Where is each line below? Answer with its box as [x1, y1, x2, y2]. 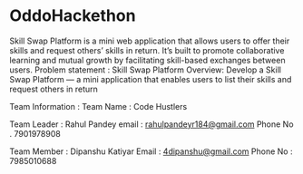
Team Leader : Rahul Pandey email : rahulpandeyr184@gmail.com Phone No [9, 119, 294, 130]
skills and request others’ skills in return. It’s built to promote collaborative [9, 44, 285, 55]
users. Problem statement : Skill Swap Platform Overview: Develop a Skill [9, 64, 281, 75]
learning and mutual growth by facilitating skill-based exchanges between [9, 54, 286, 65]
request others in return [9, 83, 98, 94]
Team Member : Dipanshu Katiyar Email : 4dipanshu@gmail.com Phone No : [9, 146, 293, 157]
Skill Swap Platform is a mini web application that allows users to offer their [9, 35, 290, 46]
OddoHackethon [9, 5, 136, 26]
